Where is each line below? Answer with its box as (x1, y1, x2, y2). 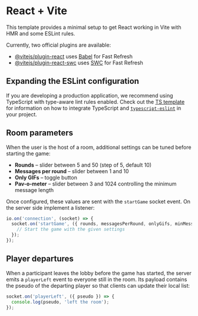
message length (14, 186, 54, 193)
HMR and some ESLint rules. (6, 30, 75, 37)
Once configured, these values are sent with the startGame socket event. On (6, 198, 190, 205)
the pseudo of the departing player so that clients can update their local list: (6, 282, 190, 289)
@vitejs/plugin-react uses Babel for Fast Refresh (14, 53, 133, 60)
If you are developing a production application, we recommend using (6, 92, 173, 99)
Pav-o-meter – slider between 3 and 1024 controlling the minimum (14, 180, 177, 187)
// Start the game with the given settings (16, 226, 126, 233)
